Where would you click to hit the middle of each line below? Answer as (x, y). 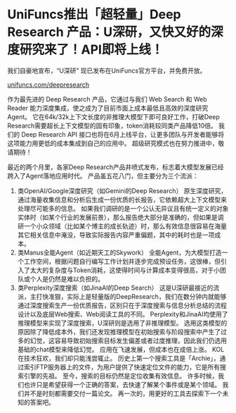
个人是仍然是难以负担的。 (67, 278)
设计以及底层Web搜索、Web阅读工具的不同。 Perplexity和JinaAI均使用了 (123, 314)
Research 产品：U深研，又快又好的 (109, 32)
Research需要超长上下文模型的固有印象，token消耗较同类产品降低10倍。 (112, 125)
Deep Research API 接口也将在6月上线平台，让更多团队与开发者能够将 (123, 134)
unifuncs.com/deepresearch (48, 85)
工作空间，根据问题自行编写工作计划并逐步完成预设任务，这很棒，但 (122, 261)
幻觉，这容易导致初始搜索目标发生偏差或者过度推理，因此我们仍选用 (128, 340)
